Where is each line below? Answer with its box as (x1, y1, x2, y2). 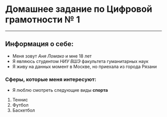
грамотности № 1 (5, 14, 81, 25)
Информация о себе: (5, 40, 74, 48)
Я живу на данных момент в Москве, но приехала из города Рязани (12, 63, 157, 69)
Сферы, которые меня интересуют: (5, 76, 96, 83)
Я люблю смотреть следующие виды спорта (12, 87, 108, 93)
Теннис (12, 97, 28, 103)
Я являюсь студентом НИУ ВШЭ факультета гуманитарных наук (12, 58, 149, 64)
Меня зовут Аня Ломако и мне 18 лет (12, 53, 92, 59)
